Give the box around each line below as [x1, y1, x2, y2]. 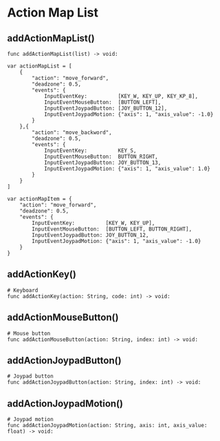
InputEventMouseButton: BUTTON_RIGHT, [43, 153, 158, 160]
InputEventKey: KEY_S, [43, 147, 137, 154]
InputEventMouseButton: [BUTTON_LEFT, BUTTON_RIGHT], [32, 226, 192, 233]
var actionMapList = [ [7, 63, 72, 70]
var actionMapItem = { [7, 195, 72, 202]
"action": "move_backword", [32, 129, 112, 136]
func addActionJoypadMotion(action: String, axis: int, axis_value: [7, 422, 208, 429]
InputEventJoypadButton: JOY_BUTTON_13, [43, 159, 162, 166]
